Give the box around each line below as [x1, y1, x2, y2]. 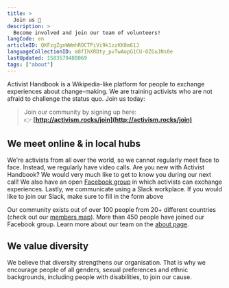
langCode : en [7, 36, 45, 43]
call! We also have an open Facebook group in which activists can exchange [7, 178, 223, 186]
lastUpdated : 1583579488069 [7, 55, 88, 62]
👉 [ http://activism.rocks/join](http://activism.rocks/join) [23, 115, 193, 123]
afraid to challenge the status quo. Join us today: [7, 94, 145, 103]
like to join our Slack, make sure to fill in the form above [7, 193, 164, 201]
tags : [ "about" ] [7, 61, 53, 68]
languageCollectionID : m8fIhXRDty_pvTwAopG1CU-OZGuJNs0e [7, 49, 173, 56]
